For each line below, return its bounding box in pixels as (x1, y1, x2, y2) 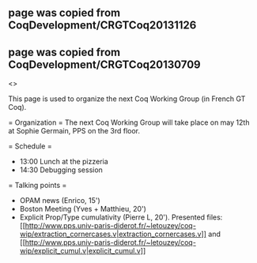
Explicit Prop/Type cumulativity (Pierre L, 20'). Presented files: (19, 212, 223, 222)
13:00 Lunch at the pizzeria (19, 157, 108, 167)
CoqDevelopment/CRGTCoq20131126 (8, 19, 197, 32)
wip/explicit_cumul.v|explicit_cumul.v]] (19, 246, 146, 256)
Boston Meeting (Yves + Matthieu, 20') (19, 205, 146, 214)
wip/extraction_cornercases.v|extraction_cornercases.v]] (19, 229, 207, 239)
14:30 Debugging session (19, 165, 103, 175)
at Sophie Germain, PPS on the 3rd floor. (8, 126, 141, 136)
